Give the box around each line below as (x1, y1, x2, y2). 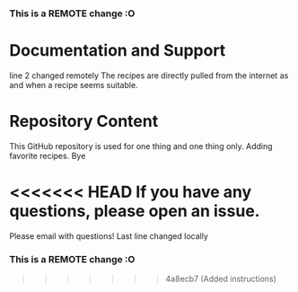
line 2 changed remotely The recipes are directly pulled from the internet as (9, 70, 289, 81)
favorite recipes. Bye (9, 150, 86, 161)
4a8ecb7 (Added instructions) (165, 273, 276, 285)
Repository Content (9, 111, 159, 132)
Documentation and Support (9, 40, 226, 61)
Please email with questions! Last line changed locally (9, 230, 209, 241)
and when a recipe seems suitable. (9, 79, 138, 90)
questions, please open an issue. (9, 200, 260, 221)
